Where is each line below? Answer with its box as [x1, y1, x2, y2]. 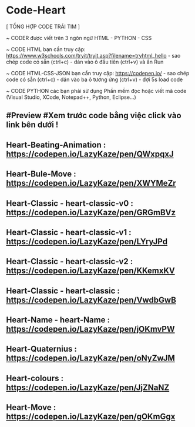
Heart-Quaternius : [6, 344, 78, 354]
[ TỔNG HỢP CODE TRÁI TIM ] [6, 23, 80, 30]
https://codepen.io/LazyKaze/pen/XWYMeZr [6, 178, 176, 188]
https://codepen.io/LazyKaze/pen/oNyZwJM [6, 353, 175, 363]
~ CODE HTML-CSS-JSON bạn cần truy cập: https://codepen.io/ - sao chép [6, 69, 190, 76]
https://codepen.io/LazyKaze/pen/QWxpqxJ [6, 149, 174, 159]
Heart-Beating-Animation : [6, 139, 106, 150]
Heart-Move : [6, 402, 56, 412]
